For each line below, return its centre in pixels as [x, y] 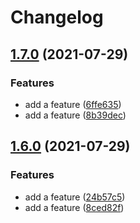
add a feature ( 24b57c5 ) [75, 197]
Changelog [57, 17]
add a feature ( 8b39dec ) [75, 115]
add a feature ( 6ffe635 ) [73, 104]
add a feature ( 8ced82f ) [74, 207]
